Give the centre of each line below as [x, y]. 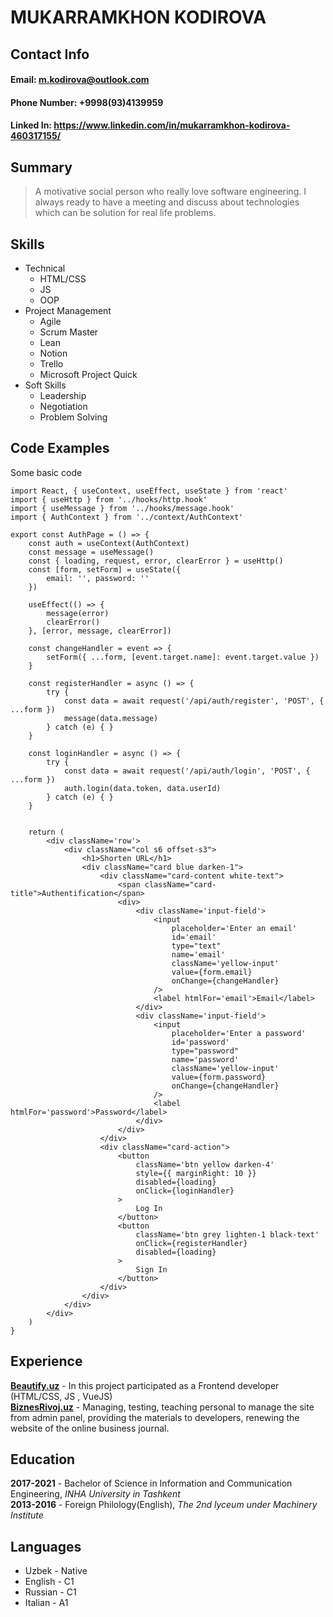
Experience [46, 1361]
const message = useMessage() [91, 552]
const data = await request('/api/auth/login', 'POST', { [187, 771]
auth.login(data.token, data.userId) [142, 788]
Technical [45, 268]
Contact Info [50, 54]
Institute [27, 1515]
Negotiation [63, 406]
